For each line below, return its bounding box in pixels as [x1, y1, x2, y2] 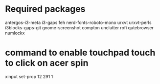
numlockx [5, 30, 25, 36]
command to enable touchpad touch [5, 47, 156, 58]
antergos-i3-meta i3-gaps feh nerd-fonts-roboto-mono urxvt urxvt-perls [5, 20, 152, 25]
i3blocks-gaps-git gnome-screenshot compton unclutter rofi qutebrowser [5, 24, 154, 30]
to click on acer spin [5, 58, 89, 69]
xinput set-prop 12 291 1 [5, 73, 53, 79]
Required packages [5, 3, 86, 15]
